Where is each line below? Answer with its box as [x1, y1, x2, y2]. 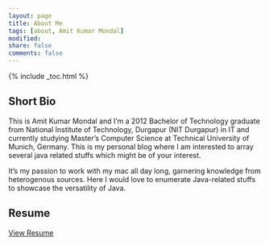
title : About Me [8, 19, 63, 27]
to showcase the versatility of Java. [8, 183, 126, 193]
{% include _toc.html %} [8, 72, 89, 81]
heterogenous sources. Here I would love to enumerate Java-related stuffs [8, 174, 256, 184]
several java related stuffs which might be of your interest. [8, 150, 201, 160]
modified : [8, 34, 42, 43]
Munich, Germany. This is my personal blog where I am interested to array [8, 142, 254, 152]
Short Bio [8, 94, 56, 109]
